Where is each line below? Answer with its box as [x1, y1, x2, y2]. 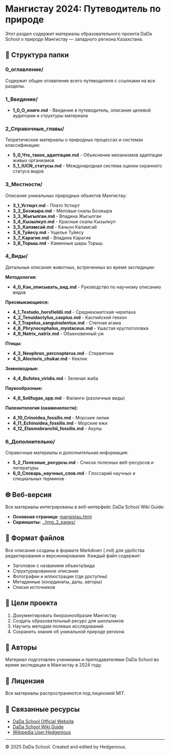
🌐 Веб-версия [5, 490, 52, 499]
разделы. [5, 83, 25, 89]
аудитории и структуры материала [12, 112, 89, 118]
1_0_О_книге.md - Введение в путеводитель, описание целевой [12, 107, 151, 113]
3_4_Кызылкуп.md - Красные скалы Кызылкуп [12, 218, 116, 224]
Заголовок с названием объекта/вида [12, 562, 95, 569]
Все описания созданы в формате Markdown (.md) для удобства [5, 547, 145, 553]
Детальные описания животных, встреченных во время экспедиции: [5, 264, 155, 270]
